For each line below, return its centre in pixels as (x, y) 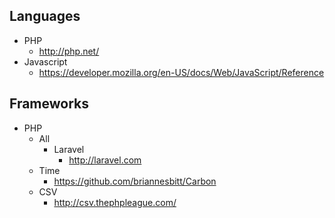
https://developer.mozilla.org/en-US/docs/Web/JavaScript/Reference (181, 72)
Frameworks (49, 104)
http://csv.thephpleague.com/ (115, 202)
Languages (45, 16)
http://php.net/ (69, 51)
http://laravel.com (105, 160)
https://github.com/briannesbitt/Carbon (135, 181)
